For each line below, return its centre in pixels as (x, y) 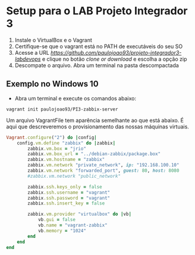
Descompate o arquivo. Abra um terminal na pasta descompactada (97, 65)
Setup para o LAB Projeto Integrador (97, 11)
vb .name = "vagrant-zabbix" (73, 225)
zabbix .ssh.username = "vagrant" (69, 192)
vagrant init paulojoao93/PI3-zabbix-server (62, 109)
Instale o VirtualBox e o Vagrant (53, 40)
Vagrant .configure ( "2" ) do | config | (51, 137)
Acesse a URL (32, 52)
